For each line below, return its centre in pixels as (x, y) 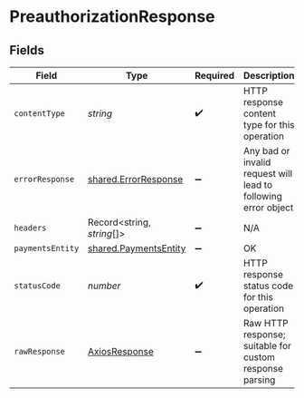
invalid (257, 162)
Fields (27, 50)
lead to (258, 185)
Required (214, 76)
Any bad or (266, 151)
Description (269, 76)
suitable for (267, 346)
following (262, 196)
